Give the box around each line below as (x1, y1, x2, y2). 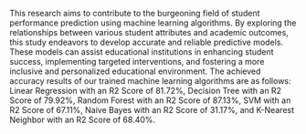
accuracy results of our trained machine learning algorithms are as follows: (9, 76, 291, 86)
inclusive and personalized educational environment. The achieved (9, 66, 261, 77)
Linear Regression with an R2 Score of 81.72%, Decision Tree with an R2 (9, 86, 281, 96)
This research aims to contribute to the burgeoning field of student (9, 8, 260, 18)
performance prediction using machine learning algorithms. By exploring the (9, 17, 297, 28)
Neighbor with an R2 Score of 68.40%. (9, 114, 156, 125)
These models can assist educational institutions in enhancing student (9, 46, 274, 57)
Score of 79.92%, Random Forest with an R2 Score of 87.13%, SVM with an (9, 95, 291, 106)
